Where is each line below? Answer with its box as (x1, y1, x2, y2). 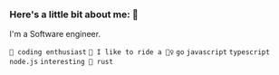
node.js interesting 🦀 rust (9, 58, 113, 67)
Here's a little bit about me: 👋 (9, 8, 139, 21)
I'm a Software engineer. (9, 29, 101, 40)
